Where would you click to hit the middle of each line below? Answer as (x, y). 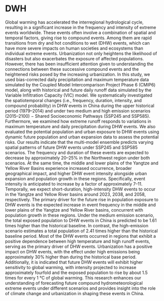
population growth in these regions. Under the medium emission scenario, (80, 215)
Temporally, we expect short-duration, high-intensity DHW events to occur (80, 189)
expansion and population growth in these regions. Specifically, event (75, 178)
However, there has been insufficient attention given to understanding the (79, 64)
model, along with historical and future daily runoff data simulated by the (78, 90)
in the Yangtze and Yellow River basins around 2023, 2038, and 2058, (75, 194)
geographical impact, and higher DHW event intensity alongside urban (76, 173)
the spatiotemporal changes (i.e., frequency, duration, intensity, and (73, 100)
